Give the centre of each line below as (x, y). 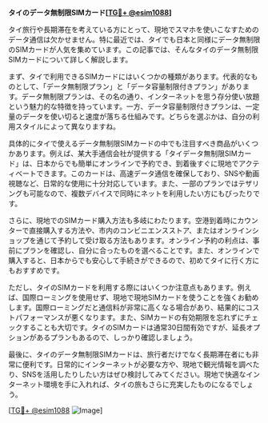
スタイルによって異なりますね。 (67, 126)
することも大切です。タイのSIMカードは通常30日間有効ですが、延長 (134, 327)
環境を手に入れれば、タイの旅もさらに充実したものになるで (141, 384)
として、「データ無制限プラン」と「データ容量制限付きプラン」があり (128, 86)
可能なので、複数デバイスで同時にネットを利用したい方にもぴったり (141, 194)
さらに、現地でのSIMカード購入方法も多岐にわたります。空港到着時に (123, 220)
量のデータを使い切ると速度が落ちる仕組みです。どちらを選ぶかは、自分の (131, 116)
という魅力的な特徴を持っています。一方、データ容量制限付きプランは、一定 (134, 106)
